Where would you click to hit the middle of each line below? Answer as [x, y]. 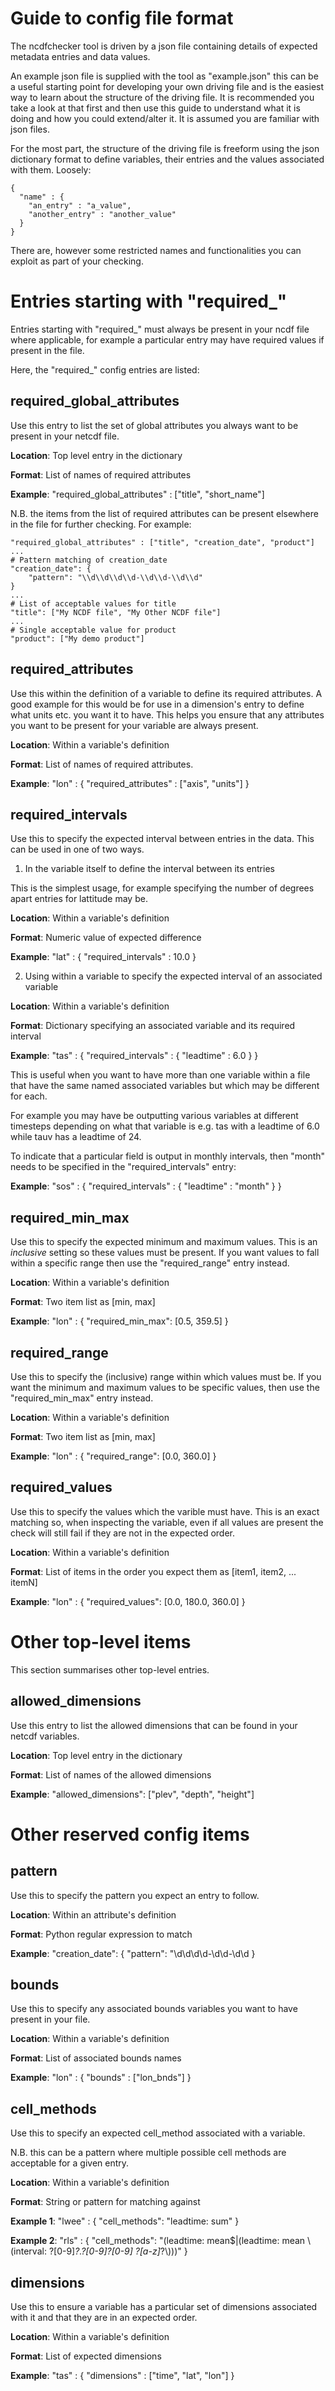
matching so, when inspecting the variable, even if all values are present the [167, 1522]
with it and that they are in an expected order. [104, 2317]
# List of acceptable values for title [93, 603]
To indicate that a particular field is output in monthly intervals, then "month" [168, 1156]
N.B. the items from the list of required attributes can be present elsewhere [164, 513]
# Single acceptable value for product [93, 630]
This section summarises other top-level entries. [110, 1669]
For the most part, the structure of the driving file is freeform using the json [165, 148]
